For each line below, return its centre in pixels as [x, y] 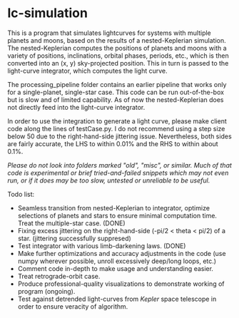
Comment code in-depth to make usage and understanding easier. [116, 268]
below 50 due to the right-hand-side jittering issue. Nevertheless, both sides [119, 136]
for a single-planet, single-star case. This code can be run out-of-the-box [116, 92]
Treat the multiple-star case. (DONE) [71, 223]
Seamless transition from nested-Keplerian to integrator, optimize [114, 207]
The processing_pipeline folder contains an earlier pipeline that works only [117, 84]
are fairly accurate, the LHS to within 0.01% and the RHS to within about [113, 143]
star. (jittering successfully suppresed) [75, 238]
